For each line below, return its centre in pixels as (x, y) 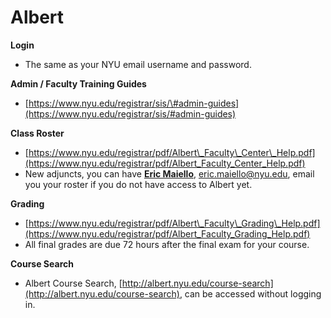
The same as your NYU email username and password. (138, 64)
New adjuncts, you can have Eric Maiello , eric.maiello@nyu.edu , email (169, 173)
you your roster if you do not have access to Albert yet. (138, 184)
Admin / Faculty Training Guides (78, 83)
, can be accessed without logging (250, 293)
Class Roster (37, 133)
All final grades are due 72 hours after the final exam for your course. (167, 244)
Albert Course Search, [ (73, 283)
